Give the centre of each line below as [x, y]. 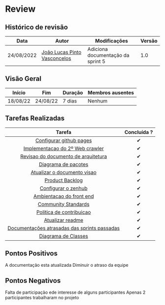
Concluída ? [139, 132]
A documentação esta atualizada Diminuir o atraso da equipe [67, 265]
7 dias [70, 101]
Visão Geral [23, 79]
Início [19, 93]
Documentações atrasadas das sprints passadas [64, 228]
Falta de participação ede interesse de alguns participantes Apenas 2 [75, 292]
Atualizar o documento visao [64, 172]
